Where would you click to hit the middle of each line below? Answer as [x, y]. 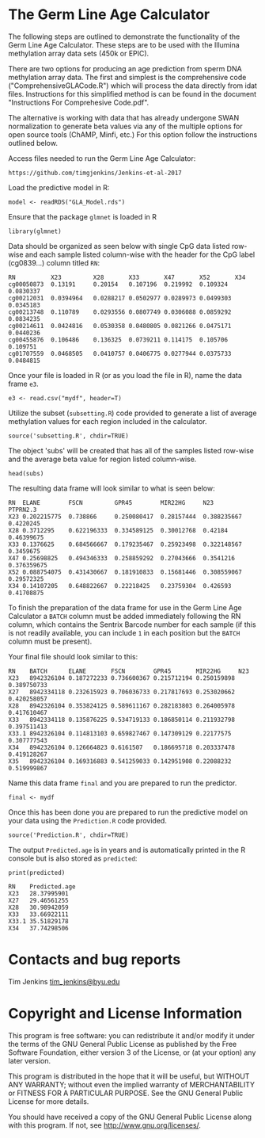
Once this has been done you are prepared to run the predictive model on [128, 812]
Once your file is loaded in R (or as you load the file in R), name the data [125, 375]
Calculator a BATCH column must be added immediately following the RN [125, 616]
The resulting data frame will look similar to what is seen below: [112, 488]
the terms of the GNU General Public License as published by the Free [123, 1044]
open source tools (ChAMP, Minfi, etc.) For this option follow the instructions [133, 134]
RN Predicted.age [42, 886]
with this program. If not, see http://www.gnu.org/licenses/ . [105, 1125]
